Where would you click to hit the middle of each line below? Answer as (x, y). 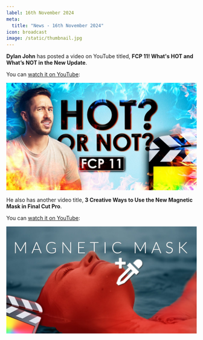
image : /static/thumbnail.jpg (44, 38)
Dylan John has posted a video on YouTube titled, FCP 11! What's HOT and (100, 56)
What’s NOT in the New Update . (47, 63)
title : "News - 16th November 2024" (58, 25)
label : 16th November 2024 (40, 13)
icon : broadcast (27, 32)
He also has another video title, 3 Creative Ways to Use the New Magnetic (100, 200)
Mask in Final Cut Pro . (34, 206)
